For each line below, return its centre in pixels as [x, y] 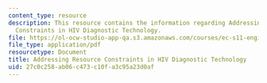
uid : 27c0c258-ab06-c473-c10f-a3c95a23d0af [81, 67]
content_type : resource [48, 15]
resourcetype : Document [48, 52]
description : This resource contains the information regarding [117, 23]
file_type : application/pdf [55, 45]
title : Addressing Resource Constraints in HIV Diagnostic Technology [128, 60]
